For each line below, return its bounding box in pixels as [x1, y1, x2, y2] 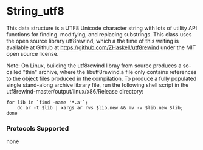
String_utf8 [6, 4, 65, 18]
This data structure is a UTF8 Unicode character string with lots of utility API [6, 24, 198, 32]
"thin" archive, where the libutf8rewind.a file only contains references [22, 68, 197, 75]
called [6, 68, 22, 75]
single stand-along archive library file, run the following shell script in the [6, 81, 189, 89]
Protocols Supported [6, 124, 69, 132]
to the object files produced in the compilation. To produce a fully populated [6, 75, 197, 82]
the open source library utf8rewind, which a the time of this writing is [6, 37, 179, 44]
